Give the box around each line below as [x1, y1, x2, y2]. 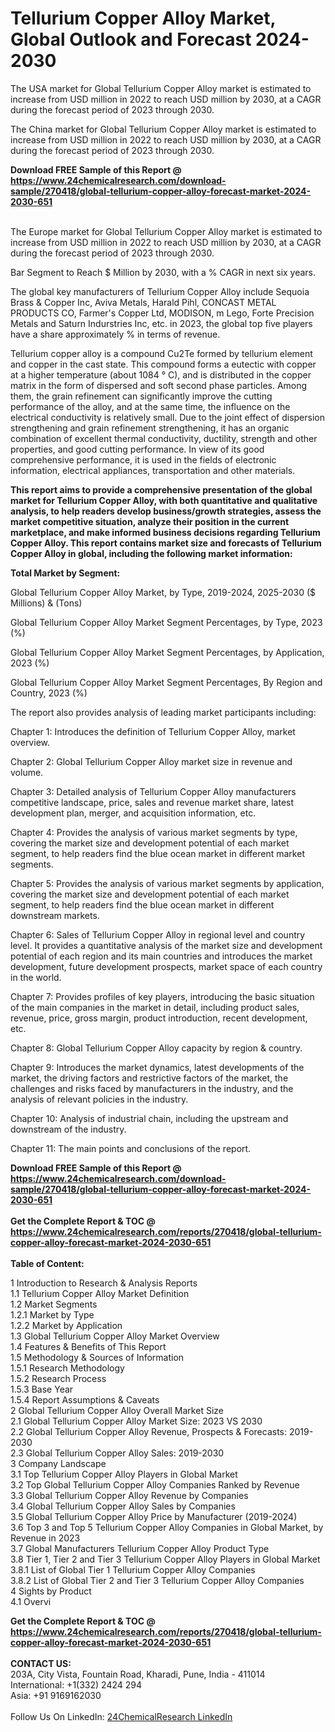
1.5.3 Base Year [10, 1383, 74, 1395]
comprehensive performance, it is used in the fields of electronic [10, 453, 277, 466]
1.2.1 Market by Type [10, 1308, 95, 1321]
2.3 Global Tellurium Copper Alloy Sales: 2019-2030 [10, 1447, 225, 1459]
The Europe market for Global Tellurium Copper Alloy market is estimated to [10, 225, 323, 237]
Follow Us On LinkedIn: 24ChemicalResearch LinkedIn [10, 1710, 233, 1722]
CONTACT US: [10, 1657, 72, 1669]
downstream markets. [10, 909, 100, 921]
